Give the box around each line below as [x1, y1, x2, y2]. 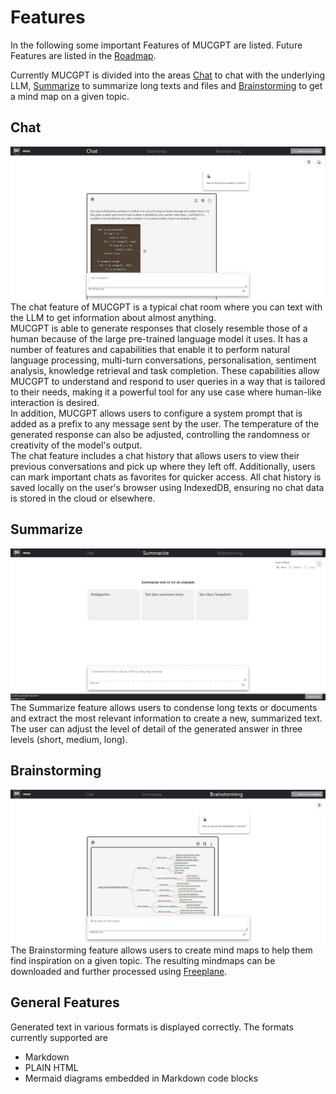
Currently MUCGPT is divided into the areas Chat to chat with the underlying [10, 69, 326, 81]
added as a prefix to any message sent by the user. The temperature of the [10, 417, 320, 430]
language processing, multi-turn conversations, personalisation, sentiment [10, 354, 317, 366]
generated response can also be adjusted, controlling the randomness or [10, 428, 311, 440]
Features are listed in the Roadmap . [10, 49, 157, 61]
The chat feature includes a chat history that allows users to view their [10, 449, 300, 461]
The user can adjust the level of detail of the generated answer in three [10, 722, 303, 735]
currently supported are [10, 1031, 108, 1043]
